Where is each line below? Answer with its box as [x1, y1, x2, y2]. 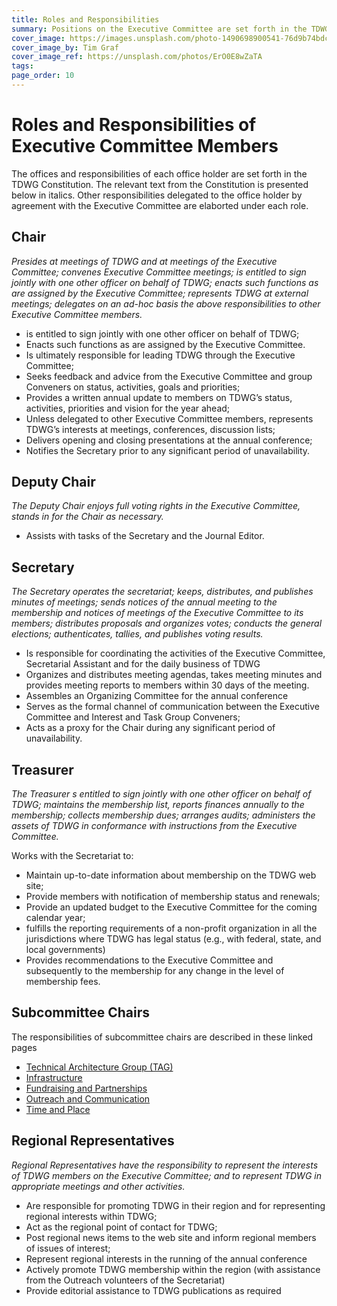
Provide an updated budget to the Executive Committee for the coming [25, 901, 318, 913]
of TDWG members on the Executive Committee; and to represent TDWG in [11, 1169, 322, 1181]
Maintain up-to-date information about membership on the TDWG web [25, 869, 317, 881]
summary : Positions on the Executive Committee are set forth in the [11, 24, 308, 34]
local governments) [25, 944, 106, 956]
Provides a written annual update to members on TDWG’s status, [25, 391, 293, 403]
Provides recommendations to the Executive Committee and [25, 954, 274, 966]
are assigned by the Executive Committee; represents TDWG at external [11, 287, 309, 299]
